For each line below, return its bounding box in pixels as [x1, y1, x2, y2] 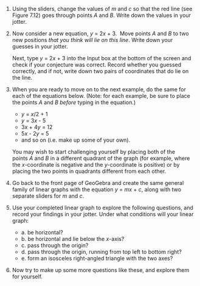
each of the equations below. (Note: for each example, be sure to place [12, 92, 190, 99]
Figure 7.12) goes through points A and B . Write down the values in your [12, 12, 191, 19]
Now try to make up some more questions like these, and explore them [12, 267, 190, 273]
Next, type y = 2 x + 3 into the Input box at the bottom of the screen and [12, 55, 191, 61]
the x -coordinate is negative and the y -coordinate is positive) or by [12, 161, 180, 168]
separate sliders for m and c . [12, 192, 84, 200]
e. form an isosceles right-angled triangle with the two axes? [21, 255, 173, 262]
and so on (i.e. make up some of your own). [21, 136, 131, 144]
